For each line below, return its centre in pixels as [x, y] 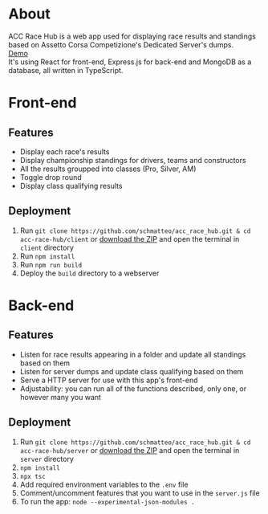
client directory [47, 247]
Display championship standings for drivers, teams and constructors [133, 160]
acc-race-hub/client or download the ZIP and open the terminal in [130, 239]
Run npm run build [51, 264]
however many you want [61, 397]
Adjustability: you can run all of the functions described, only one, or [133, 388]
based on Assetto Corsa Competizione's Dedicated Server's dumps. [121, 44]
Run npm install [47, 256]
